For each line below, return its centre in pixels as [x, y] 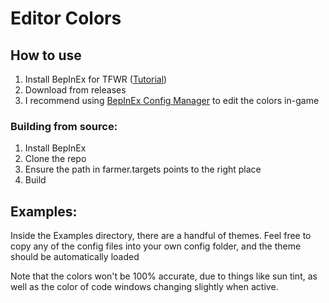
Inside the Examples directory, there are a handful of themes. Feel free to [161, 236]
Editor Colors [66, 18]
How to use [46, 55]
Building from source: [64, 126]
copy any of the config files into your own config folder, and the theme [156, 246]
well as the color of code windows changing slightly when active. [144, 287]
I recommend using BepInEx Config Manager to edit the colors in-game [172, 100]
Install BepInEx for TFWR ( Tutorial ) [96, 79]
